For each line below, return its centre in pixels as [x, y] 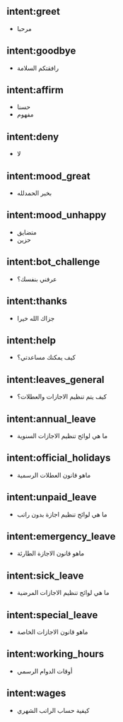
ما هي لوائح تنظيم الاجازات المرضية [63, 593]
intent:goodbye [41, 51]
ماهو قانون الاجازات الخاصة [52, 632]
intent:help [31, 340]
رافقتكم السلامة [38, 68]
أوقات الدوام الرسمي [45, 671]
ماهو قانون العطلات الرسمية [54, 475]
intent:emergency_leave [61, 536]
